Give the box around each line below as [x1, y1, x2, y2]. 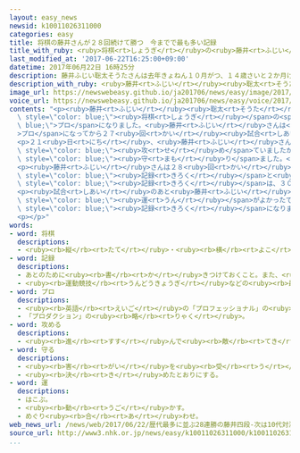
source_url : [9, 428, 54, 438]
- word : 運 [9, 379, 49, 388]
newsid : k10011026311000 [9, 21, 102, 30]
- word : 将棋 [9, 229, 55, 238]
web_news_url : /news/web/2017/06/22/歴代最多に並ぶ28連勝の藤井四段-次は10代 [9, 420, 283, 429]
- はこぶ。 [17, 395, 53, 405]
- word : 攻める [9, 321, 62, 330]
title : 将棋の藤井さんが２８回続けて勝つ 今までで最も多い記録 [9, 38, 217, 47]
